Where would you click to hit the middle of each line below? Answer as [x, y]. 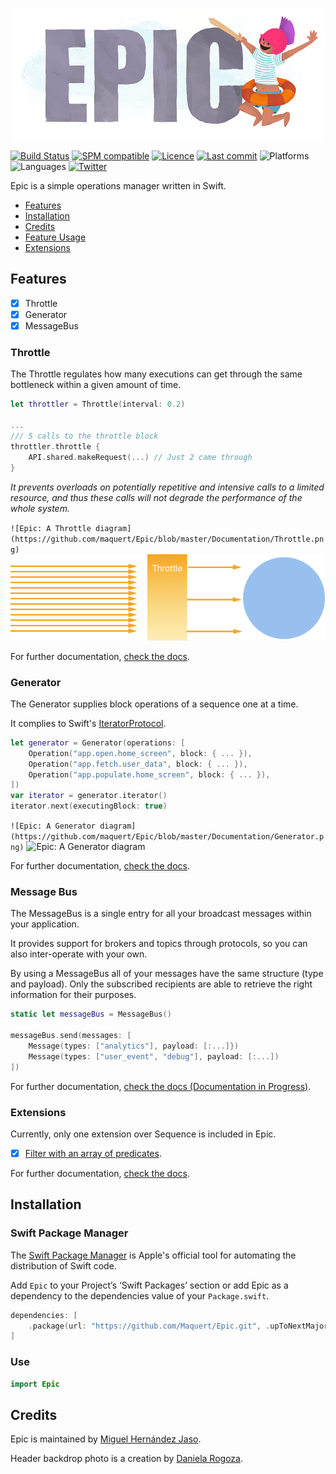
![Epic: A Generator [53, 826]
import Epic [35, 1384]
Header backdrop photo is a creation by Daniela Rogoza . [126, 1459]
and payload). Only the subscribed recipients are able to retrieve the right [161, 984]
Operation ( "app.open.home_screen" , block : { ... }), [140, 753]
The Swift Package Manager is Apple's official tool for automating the [153, 1255]
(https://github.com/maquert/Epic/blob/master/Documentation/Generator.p [167, 837]
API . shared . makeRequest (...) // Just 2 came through [140, 457]
